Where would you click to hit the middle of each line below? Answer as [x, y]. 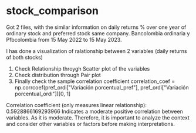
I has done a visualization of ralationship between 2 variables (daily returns [97, 51]
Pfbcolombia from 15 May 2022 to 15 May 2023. [64, 39]
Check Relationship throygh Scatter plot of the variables [82, 68]
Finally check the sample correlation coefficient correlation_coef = [95, 81]
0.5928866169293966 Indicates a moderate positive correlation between [94, 111]
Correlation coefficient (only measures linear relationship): [76, 105]
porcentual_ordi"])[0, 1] [43, 94]
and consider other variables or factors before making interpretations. [90, 124]
